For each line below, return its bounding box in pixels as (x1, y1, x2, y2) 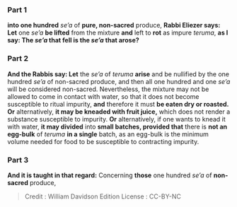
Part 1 (7, 5, 27, 15)
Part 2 (7, 54, 29, 64)
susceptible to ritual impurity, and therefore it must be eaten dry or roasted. (7, 100, 229, 108)
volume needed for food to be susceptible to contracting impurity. (7, 137, 200, 146)
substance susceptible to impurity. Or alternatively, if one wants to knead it (7, 114, 226, 123)
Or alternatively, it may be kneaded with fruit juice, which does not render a (7, 107, 231, 116)
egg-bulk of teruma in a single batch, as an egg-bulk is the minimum (7, 129, 209, 138)
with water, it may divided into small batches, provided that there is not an (7, 122, 228, 131)
